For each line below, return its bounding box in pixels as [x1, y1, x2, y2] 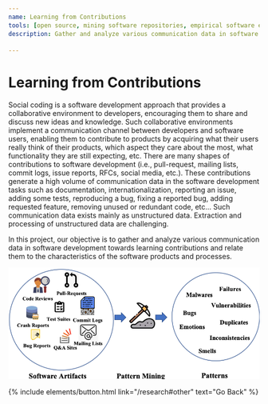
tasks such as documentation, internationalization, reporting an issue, [8, 185, 237, 195]
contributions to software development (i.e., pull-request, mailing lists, [8, 160, 239, 170]
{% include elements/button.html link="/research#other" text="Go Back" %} [8, 387, 259, 397]
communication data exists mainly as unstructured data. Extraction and [8, 210, 242, 220]
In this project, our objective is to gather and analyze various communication [8, 234, 260, 244]
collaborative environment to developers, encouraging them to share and [8, 109, 248, 118]
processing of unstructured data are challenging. [8, 219, 169, 229]
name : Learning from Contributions [8, 13, 127, 21]
